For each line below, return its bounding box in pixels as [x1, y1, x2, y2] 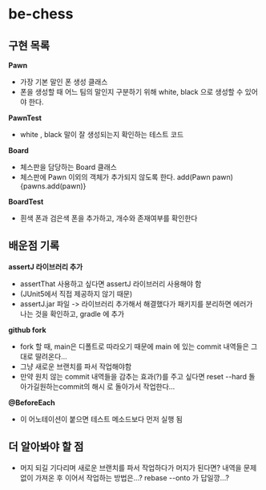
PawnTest [8, 113, 42, 123]
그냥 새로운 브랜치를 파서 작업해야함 [19, 362, 132, 371]
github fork [8, 325, 46, 334]
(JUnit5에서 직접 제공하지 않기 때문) [19, 289, 133, 298]
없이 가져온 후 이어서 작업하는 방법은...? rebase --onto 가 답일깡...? [19, 472, 230, 482]
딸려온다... [34, 351, 68, 361]
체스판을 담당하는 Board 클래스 [19, 162, 118, 172]
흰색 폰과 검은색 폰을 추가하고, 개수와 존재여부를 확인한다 [19, 213, 198, 223]
